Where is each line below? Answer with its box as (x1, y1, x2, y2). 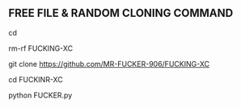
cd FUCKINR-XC (8, 74, 63, 84)
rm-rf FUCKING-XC (8, 44, 74, 53)
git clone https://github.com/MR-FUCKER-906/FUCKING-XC (8, 59, 210, 69)
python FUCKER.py (8, 90, 73, 100)
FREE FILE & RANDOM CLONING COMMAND (8, 6, 234, 20)
